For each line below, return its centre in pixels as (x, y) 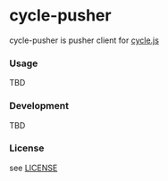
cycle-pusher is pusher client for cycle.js (84, 40)
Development (39, 106)
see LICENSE (34, 168)
